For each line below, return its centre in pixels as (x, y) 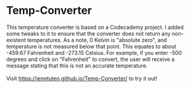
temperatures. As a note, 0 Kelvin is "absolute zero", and (97, 40)
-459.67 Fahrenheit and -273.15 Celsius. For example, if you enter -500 (94, 52)
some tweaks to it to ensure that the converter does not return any (88, 33)
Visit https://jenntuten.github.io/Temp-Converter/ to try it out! (82, 78)
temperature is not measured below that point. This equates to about (91, 46)
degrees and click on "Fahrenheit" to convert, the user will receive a (90, 59)
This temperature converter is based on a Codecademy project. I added (95, 27)
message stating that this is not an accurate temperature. (77, 65)
